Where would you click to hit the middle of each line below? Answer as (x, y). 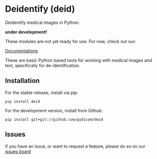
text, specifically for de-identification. (43, 65)
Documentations (22, 51)
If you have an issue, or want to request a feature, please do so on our (75, 146)
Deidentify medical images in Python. (43, 22)
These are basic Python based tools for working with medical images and (78, 60)
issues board (18, 151)
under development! (26, 32)
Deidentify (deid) (40, 9)
